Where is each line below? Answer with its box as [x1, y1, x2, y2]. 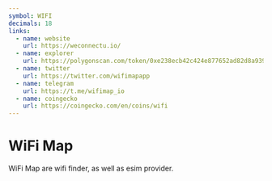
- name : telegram [15, 79, 74, 87]
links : [8, 27, 31, 35]
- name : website [15, 34, 70, 43]
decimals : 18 [8, 19, 53, 27]
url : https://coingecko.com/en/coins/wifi [23, 102, 168, 110]
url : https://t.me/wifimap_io [23, 86, 125, 95]
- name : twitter [15, 65, 70, 73]
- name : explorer [15, 49, 74, 57]
